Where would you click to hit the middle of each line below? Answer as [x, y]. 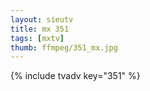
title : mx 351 [40, 29]
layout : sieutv [42, 19]
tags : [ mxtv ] [37, 38]
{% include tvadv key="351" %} [75, 76]
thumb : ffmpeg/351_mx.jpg [64, 47]
